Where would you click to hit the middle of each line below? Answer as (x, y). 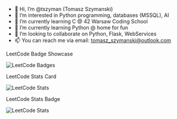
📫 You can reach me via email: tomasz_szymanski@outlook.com (93, 40)
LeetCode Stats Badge (33, 99)
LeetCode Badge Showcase (39, 54)
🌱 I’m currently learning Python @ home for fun (71, 27)
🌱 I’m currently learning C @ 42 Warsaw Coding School (81, 21)
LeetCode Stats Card (31, 76)
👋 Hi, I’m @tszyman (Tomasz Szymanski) (64, 9)
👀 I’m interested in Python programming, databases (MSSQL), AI (92, 15)
